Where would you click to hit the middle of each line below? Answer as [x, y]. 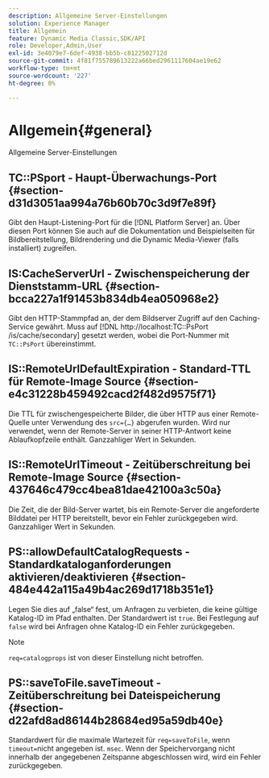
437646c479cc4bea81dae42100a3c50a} [115, 490]
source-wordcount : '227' [50, 76]
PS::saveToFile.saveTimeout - [85, 682]
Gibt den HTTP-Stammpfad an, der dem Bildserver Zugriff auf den [118, 318]
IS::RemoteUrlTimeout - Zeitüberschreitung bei [130, 465]
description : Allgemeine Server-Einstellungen [88, 16]
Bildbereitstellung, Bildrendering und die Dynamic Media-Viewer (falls [124, 239]
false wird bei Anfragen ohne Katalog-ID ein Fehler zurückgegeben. [122, 626]
